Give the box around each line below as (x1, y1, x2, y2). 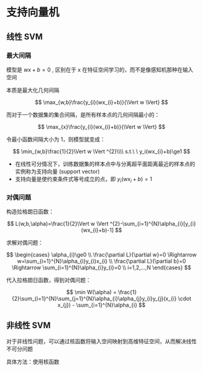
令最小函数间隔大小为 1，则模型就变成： (6, 136, 106, 143)
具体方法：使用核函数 (6, 358, 59, 365)
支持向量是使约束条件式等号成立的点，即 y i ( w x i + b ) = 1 (14, 175, 152, 184)
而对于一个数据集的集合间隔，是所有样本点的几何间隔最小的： (6, 111, 160, 118)
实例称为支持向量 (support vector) (14, 168, 100, 175)
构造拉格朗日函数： (6, 208, 54, 215)
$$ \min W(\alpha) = (66, 288, 117, 295)
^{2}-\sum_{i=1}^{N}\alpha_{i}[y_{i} (109, 220, 196, 227)
